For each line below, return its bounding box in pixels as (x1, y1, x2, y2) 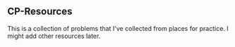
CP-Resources (7, 6, 73, 18)
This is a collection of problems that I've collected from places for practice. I (7, 24, 229, 32)
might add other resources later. (7, 32, 101, 40)
